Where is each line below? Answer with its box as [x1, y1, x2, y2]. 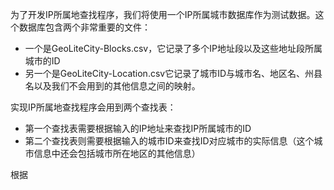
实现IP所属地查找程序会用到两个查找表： [10, 101, 177, 113]
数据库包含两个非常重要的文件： [18, 21, 151, 33]
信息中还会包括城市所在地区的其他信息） [33, 148, 201, 159]
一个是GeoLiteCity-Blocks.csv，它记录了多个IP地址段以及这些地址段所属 [24, 43, 323, 54]
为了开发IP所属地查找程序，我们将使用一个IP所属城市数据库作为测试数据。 [10, 9, 316, 20]
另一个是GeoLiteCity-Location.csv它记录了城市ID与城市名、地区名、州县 [24, 68, 323, 79]
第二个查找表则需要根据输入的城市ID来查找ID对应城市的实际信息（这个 [24, 135, 315, 147]
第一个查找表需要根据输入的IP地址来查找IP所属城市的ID [24, 123, 252, 134]
